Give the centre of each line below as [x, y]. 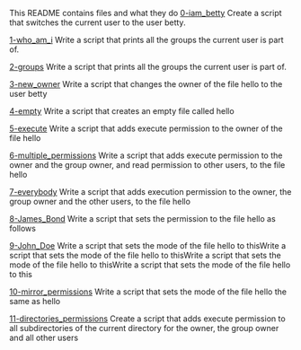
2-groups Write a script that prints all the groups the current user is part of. [148, 67]
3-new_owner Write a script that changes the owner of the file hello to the [146, 84]
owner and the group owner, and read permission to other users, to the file [147, 165]
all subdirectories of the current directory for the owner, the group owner [144, 328]
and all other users [44, 337]
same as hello [35, 301]
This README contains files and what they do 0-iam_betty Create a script [146, 13]
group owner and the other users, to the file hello [100, 201]
